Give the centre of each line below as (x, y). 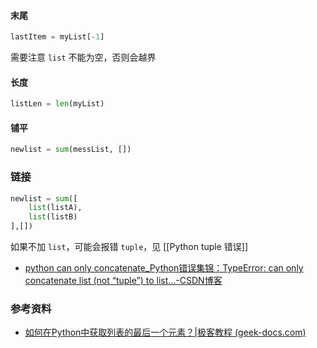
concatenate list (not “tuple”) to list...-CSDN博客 (123, 281)
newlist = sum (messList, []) (71, 150)
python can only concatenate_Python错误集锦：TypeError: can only (164, 268)
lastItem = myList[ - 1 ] (57, 37)
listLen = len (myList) (57, 104)
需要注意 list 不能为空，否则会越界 (83, 57)
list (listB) (53, 217)
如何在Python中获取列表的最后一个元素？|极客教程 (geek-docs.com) (165, 332)
